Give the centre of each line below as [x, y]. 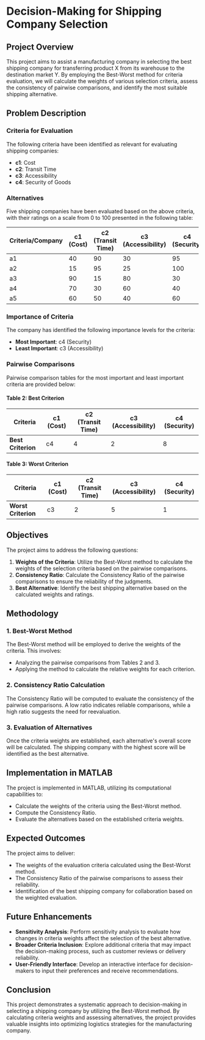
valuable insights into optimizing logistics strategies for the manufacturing [99, 1024]
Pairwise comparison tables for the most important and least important [95, 377]
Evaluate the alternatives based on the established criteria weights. [99, 819]
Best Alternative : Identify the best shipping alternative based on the [101, 588]
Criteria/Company [36, 240]
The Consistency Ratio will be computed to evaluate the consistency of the [100, 698]
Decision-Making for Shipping [84, 11]
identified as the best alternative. [48, 754]
